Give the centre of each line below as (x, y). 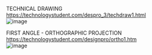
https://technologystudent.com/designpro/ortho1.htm (72, 39)
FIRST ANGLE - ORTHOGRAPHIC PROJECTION (64, 33)
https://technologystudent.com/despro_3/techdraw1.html (76, 15)
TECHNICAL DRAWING (34, 9)
